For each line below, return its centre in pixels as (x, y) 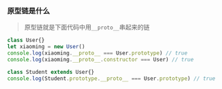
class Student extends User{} (51, 72)
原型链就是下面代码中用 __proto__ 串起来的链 (87, 27)
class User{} (26, 40)
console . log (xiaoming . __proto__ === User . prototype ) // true (97, 53)
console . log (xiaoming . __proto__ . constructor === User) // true (101, 59)
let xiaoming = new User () (46, 47)
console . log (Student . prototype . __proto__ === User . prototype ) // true (111, 78)
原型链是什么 (29, 10)
